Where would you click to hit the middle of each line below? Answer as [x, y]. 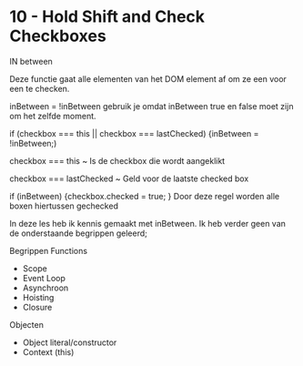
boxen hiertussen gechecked [64, 206]
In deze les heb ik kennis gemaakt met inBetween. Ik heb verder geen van [148, 223]
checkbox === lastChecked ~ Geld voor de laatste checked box [129, 178]
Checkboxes [58, 36]
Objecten [26, 324]
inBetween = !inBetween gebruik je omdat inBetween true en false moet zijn [151, 106]
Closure [37, 307]
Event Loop [44, 278]
